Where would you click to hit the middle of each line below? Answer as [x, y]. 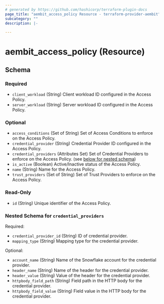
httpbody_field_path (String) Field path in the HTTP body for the [77, 281]
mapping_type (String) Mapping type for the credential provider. [75, 241]
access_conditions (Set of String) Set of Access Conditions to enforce [82, 133]
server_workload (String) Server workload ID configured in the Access [82, 105]
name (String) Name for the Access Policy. [54, 169]
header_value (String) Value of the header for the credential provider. [81, 275]
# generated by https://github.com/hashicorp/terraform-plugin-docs [76, 10]
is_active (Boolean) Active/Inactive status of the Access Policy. [76, 164]
